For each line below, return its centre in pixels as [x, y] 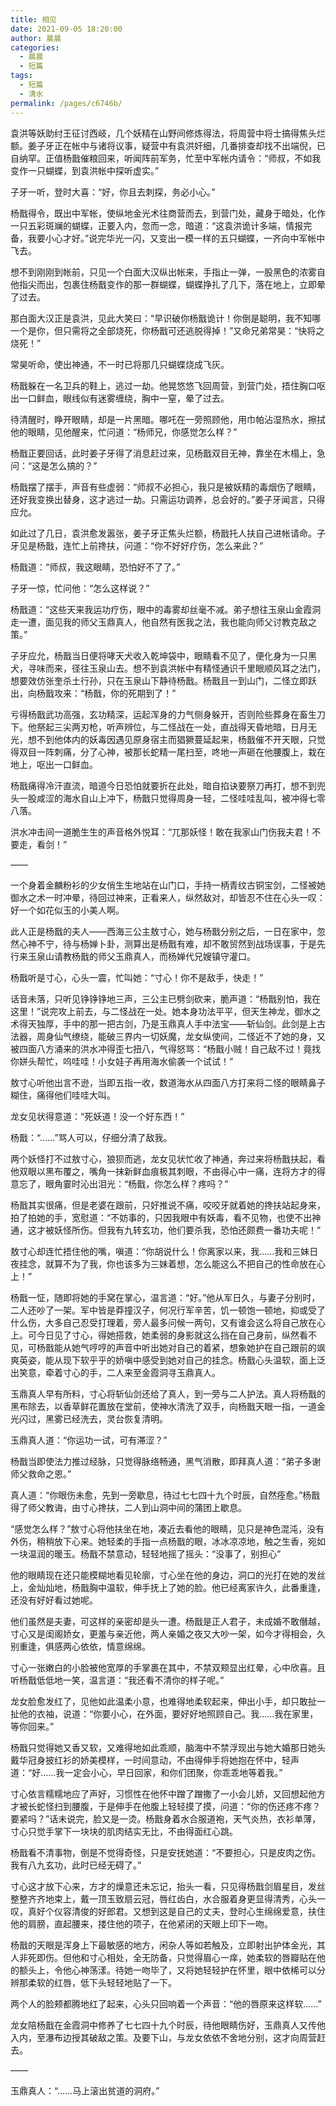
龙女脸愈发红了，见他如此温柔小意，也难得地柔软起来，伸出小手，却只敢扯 [163, 1701]
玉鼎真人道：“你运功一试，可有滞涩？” [89, 1440]
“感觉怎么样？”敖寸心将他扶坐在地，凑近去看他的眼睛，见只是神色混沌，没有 [167, 1528]
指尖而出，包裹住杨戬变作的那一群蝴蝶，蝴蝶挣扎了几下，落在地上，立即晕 [172, 284]
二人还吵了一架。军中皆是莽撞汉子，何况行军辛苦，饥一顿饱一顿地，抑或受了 [168, 1310]
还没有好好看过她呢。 [54, 1600]
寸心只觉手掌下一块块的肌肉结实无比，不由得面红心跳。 [124, 1831]
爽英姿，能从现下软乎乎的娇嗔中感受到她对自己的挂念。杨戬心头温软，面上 [163, 1360]
